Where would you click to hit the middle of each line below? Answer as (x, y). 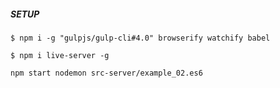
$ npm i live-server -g (60, 55)
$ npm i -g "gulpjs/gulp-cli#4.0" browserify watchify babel (140, 38)
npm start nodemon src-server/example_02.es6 (106, 73)
